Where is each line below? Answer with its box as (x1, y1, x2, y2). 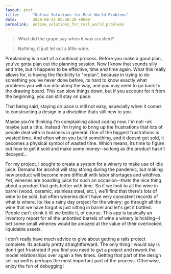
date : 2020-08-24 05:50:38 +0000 (5, 17, 90, 22)
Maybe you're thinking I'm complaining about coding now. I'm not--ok (5, 118, 152, 125)
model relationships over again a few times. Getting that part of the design (5, 252, 162, 258)
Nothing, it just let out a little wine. (17, 45, 90, 52)
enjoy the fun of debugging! (5, 263, 64, 269)
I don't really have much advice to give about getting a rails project (5, 236, 146, 242)
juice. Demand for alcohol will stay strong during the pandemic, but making (5, 166, 163, 172)
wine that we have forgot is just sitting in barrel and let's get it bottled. (5, 205, 152, 211)
